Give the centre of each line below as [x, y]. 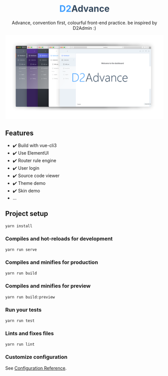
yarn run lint [20, 345]
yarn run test [20, 321]
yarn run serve [21, 250]
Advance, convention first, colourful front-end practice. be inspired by [85, 23]
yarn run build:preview [30, 297]
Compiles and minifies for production [52, 262]
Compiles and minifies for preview [48, 286]
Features [19, 133]
